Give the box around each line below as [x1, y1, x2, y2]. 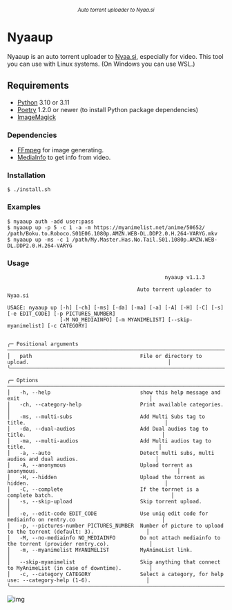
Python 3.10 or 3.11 [17, 98, 70, 107]
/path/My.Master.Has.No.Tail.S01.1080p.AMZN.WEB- [72, 236, 217, 243]
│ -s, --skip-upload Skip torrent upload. [7, 498, 202, 505]
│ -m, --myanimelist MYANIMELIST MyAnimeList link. [7, 546, 193, 553]
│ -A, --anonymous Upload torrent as [7, 461, 193, 469]
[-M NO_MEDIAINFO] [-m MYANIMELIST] [59, 316, 166, 323]
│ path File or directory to [7, 352, 202, 359]
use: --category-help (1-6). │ [7, 577, 150, 584]
